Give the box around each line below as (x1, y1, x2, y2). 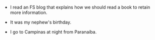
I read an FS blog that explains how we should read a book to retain (10, 4, 150, 10)
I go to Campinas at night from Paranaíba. (10, 29, 97, 34)
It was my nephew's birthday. (10, 19, 72, 25)
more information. (10, 9, 47, 15)
